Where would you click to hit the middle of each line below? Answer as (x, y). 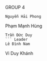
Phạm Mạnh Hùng (24, 26)
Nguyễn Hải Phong (23, 17)
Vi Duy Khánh (19, 53)
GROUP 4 (15, 7)
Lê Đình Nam (17, 44)
